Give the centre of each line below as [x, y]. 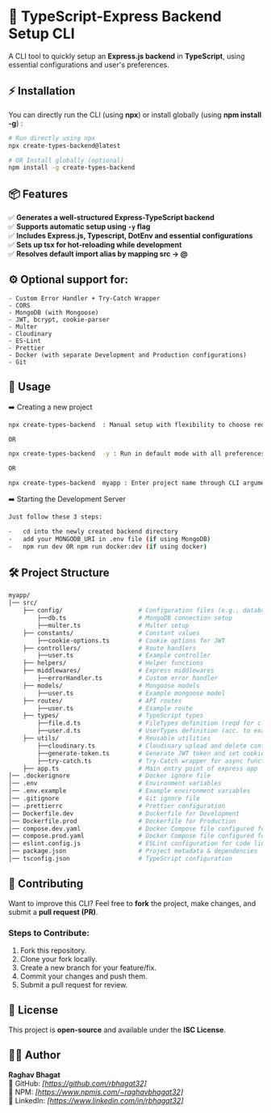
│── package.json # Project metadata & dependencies [133, 851]
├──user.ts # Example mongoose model [131, 693]
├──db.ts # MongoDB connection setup [135, 618]
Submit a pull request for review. [74, 984]
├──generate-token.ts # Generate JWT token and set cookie [151, 753]
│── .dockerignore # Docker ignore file [110, 776]
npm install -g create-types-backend [72, 168]
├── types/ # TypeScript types [113, 716]
